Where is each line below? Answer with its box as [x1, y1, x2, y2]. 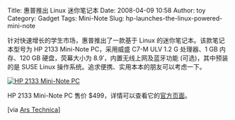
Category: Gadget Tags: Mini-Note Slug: [7, 14, 125, 23]
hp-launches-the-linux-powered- [125, 14, 223, 23]
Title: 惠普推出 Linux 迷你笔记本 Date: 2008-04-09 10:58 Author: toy [7, 6, 206, 14]
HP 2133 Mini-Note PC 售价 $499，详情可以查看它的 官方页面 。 [7, 91, 191, 100]
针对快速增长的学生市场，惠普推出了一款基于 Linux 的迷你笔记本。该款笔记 [7, 36, 225, 44]
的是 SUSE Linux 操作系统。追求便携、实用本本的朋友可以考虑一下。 [7, 63, 207, 71]
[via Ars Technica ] [7, 105, 61, 114]
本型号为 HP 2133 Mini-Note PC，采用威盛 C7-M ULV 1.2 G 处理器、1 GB [7, 45, 218, 53]
